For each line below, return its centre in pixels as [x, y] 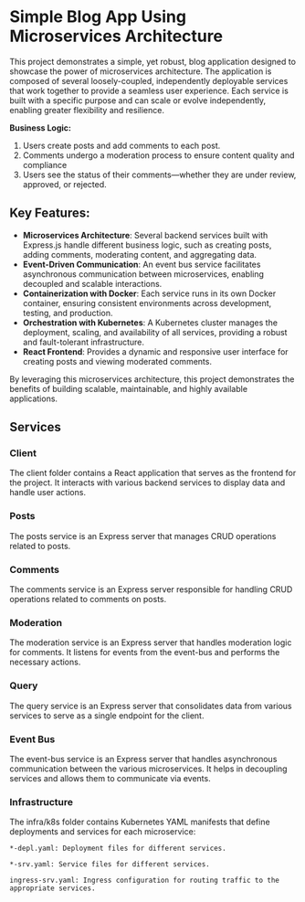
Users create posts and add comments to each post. [121, 145]
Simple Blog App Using [98, 17]
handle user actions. [48, 493]
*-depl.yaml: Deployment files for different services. [118, 849]
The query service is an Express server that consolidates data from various [151, 706]
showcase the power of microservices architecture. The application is [141, 71]
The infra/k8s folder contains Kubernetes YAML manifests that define [140, 822]
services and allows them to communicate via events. [110, 778]
